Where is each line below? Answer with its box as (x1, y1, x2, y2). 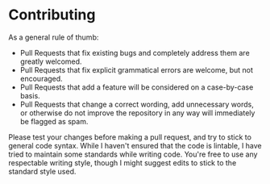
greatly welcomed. (19, 56, 82, 66)
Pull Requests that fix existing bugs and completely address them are (19, 48, 250, 57)
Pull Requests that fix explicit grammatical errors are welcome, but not (19, 65, 254, 74)
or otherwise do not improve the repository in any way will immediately (19, 107, 255, 118)
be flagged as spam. (19, 116, 89, 126)
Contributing (8, 6, 96, 24)
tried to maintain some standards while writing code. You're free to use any (8, 149, 258, 159)
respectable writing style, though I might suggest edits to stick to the (8, 157, 237, 167)
